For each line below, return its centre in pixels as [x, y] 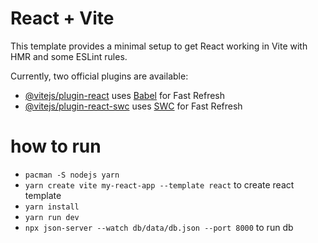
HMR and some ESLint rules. [69, 56]
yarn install [52, 207]
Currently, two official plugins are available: [99, 76]
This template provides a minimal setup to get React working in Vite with [159, 46]
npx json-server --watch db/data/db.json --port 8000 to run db [159, 227]
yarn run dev [52, 217]
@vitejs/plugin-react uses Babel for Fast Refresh [125, 95]
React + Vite [62, 18]
